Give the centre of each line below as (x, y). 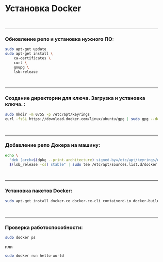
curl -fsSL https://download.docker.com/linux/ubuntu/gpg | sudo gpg (77, 119)
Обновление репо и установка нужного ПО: (59, 39)
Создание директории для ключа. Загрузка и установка (75, 98)
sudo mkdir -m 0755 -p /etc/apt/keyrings (48, 114)
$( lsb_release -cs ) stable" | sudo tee (50, 164)
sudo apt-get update (26, 49)
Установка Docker (43, 9)
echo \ (12, 155)
